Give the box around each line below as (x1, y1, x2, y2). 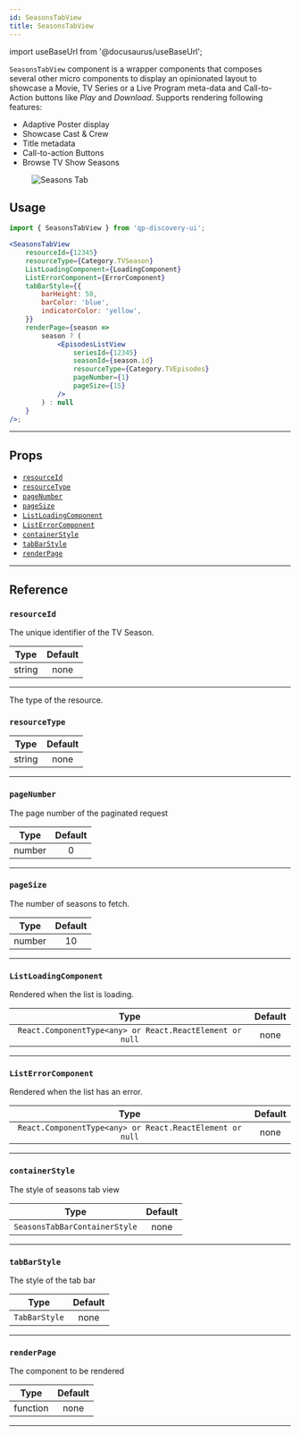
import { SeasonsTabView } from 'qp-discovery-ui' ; (9, 224, 205, 233)
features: (9, 101, 43, 112)
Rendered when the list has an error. (9, 1087, 143, 1098)
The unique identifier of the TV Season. (9, 627, 154, 637)
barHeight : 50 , (41, 290, 98, 299)
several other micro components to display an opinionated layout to (9, 73, 257, 83)
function (13, 1402, 49, 1414)
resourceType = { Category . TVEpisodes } (72, 364, 210, 374)
